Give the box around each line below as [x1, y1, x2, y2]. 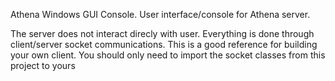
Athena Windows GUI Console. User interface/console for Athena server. [10, 9, 311, 20]
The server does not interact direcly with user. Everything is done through [10, 28, 315, 39]
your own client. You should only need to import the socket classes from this [10, 49, 326, 61]
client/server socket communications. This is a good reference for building [10, 39, 318, 50]
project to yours [10, 60, 76, 71]
